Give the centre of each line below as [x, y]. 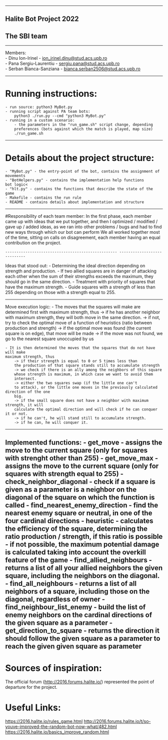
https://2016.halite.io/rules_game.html [44, 721]
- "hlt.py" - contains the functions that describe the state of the [79, 189]
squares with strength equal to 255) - [64, 474]
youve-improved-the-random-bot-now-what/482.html [61, 727]
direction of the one [28, 392]
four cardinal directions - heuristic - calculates [79, 521]
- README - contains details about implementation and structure [74, 202]
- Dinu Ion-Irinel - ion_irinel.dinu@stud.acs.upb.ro [56, 58]
